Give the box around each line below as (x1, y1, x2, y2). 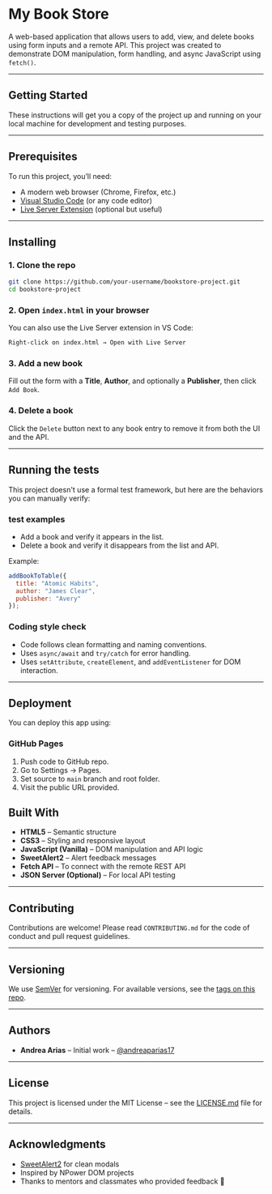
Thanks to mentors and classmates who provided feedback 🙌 (19, 1176, 225, 1186)
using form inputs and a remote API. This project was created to (8, 40, 222, 49)
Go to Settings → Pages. (19, 765, 102, 774)
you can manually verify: (8, 493, 91, 503)
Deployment (8, 696, 72, 710)
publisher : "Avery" (15, 595, 82, 603)
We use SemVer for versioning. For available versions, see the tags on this (8, 984, 256, 994)
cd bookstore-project (8, 285, 82, 294)
